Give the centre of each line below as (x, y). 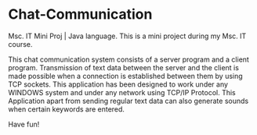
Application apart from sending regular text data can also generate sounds (128, 101)
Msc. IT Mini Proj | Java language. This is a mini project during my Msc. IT (127, 36)
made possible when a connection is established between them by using (125, 76)
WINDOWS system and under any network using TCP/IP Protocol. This (122, 92)
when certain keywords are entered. (67, 109)
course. (20, 44)
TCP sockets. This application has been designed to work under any (118, 84)
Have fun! (24, 124)
